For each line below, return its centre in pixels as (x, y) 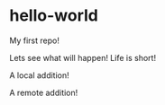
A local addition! (39, 75)
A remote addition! (44, 92)
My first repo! (35, 40)
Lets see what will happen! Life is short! (82, 57)
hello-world (54, 16)
